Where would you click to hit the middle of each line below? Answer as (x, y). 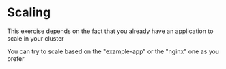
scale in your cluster (36, 38)
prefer (16, 58)
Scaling (29, 13)
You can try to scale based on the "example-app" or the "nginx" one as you (113, 51)
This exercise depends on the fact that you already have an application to (110, 31)
